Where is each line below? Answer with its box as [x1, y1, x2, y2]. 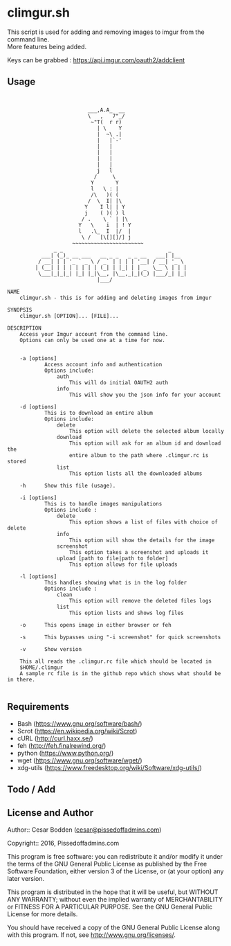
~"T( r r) [91, 118, 122, 125]
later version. [7, 874, 45, 882]
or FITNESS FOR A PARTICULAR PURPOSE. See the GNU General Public [7, 902, 213, 911]
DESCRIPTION [7, 324, 41, 332]
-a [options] [19, 355, 57, 362]
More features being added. [7, 42, 87, 51]
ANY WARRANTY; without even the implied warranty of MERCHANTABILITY [7, 895, 223, 903]
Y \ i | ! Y [78, 222, 131, 229]
